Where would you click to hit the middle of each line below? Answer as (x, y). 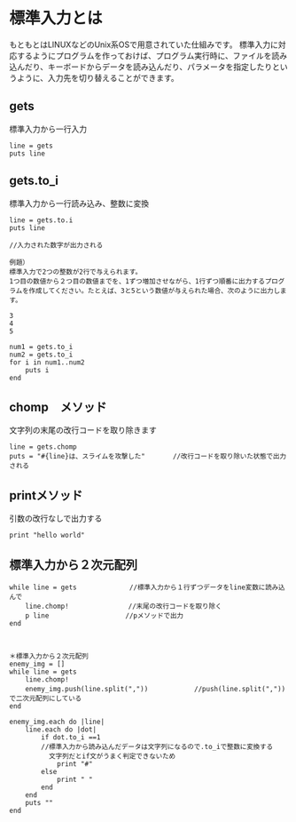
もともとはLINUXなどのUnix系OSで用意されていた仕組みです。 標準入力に (144, 44)
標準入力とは (56, 18)
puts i (37, 370)
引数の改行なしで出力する (56, 519)
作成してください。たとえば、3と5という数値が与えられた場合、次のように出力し (155, 291)
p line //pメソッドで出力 (105, 616)
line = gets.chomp (43, 447)
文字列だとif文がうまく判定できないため (112, 756)
